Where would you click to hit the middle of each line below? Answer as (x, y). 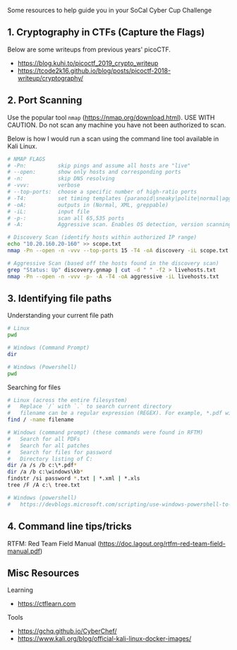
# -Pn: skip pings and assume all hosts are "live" (99, 165)
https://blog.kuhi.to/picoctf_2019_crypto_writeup (88, 63)
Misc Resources (43, 573)
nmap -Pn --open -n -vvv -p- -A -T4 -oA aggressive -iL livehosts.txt (113, 276)
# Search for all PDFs (44, 439)
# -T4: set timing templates (64, 198)
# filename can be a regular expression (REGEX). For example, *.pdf (115, 413)
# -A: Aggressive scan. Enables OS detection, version (105, 225)
